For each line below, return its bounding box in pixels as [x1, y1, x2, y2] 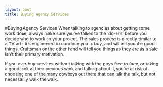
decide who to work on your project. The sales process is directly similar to [5, 35, 157, 42]
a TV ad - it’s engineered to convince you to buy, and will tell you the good [5, 41, 155, 46]
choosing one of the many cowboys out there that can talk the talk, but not [5, 71, 156, 77]
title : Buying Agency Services [5, 12, 69, 17]
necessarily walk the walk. [5, 76, 59, 82]
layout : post [5, 7, 32, 12]
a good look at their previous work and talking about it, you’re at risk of [5, 65, 148, 71]
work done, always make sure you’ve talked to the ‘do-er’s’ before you [5, 30, 147, 36]
